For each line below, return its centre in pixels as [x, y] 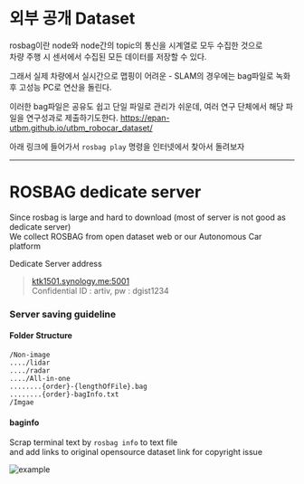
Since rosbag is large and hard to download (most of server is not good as [148, 217]
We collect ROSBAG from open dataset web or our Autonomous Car [136, 236]
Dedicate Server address [56, 263]
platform [25, 246]
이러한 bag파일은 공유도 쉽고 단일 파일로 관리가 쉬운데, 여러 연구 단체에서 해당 [147, 106]
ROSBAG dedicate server [105, 192]
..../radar [30, 371]
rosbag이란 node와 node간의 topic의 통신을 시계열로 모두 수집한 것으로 [136, 45]
